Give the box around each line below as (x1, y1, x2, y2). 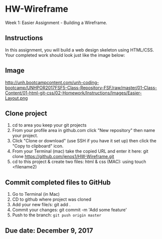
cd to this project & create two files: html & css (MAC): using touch (12, 159, 146, 165)
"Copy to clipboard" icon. (12, 143, 64, 149)
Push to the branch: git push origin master (12, 212, 102, 218)
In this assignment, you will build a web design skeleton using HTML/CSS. (5, 47, 154, 53)
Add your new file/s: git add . (12, 202, 71, 208)
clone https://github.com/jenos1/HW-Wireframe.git (12, 154, 115, 159)
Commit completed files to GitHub (5, 178, 111, 186)
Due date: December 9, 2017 (5, 226, 93, 235)
